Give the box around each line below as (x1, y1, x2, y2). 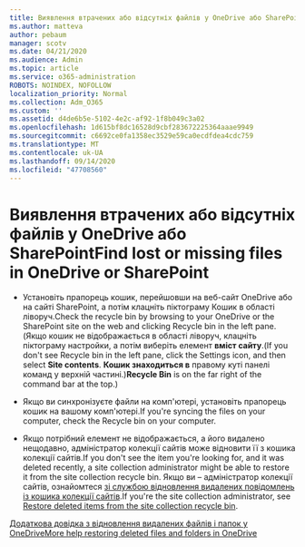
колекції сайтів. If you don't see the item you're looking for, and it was (22, 453, 284, 464)
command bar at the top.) (22, 378, 119, 390)
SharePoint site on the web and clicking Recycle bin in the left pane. (22, 321, 277, 332)
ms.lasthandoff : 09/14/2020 (9, 156, 116, 166)
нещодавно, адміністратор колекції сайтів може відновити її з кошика (22, 443, 296, 454)
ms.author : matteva (9, 22, 84, 31)
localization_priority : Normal (9, 89, 128, 98)
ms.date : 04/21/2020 (9, 47, 88, 56)
